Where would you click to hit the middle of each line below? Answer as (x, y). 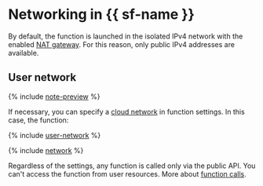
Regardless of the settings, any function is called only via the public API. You (132, 166)
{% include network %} (46, 150)
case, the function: (38, 120)
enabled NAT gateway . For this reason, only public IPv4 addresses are (122, 44)
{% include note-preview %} (54, 97)
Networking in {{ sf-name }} (101, 15)
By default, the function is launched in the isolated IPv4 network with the (126, 36)
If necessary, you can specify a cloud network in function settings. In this (126, 111)
